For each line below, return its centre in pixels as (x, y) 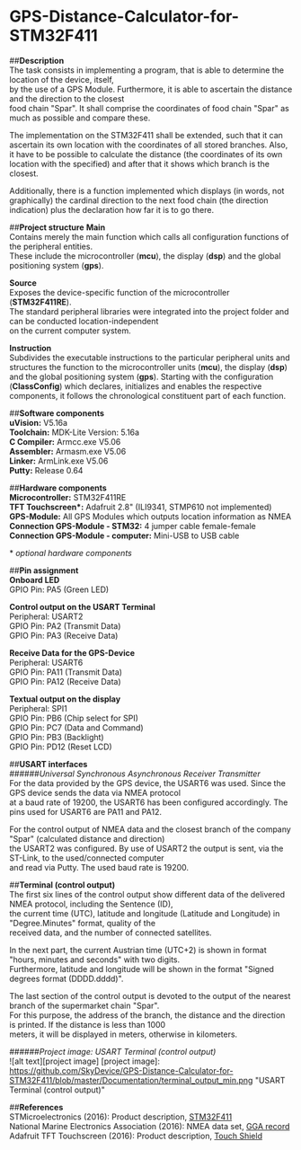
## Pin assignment (44, 570)
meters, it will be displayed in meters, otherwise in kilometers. (124, 1034)
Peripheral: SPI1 (38, 708)
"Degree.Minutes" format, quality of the (82, 923)
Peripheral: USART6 (46, 662)
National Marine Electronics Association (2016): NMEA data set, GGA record (150, 1126)
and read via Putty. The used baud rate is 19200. (99, 867)
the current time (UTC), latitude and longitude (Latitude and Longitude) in (145, 913)
